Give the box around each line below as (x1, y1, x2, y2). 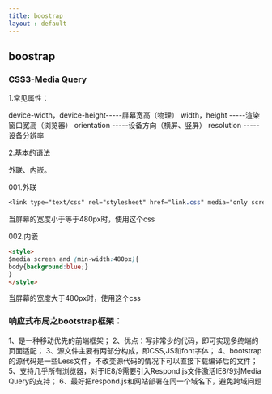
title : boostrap (8, 11, 63, 20)
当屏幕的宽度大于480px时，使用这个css (8, 293, 142, 303)
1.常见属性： (8, 93, 49, 103)
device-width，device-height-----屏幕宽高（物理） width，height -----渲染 (8, 110, 261, 120)
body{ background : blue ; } (8, 263, 89, 271)
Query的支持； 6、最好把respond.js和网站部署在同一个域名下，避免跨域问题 (8, 376, 262, 386)
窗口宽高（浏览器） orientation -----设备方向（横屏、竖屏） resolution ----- (8, 121, 261, 131)
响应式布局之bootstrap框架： (8, 315, 123, 327)
